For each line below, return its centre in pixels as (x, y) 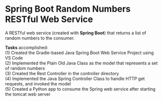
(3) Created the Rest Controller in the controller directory (62, 73)
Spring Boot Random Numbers (68, 9)
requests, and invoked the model (38, 83)
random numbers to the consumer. (40, 38)
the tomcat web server (28, 94)
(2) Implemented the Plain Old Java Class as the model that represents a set (81, 63)
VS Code (14, 58)
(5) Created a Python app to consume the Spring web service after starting (80, 89)
